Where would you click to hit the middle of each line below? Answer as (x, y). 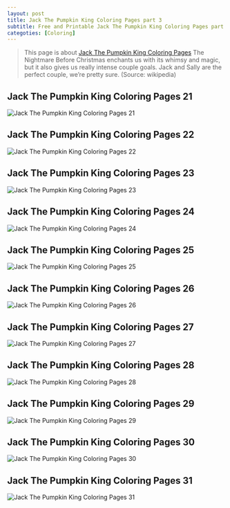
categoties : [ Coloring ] (41, 33)
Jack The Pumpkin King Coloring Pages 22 (101, 135)
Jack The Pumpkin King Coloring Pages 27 (100, 327)
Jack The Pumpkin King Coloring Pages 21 (100, 97)
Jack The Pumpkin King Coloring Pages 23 (101, 173)
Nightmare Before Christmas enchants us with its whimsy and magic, (122, 60)
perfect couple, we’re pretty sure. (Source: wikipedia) (100, 75)
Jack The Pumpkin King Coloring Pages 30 (101, 442)
